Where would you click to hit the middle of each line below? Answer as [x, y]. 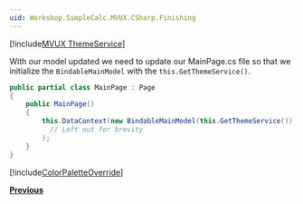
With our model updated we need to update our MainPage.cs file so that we [150, 61]
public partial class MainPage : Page [82, 87]
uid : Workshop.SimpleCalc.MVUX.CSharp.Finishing [103, 18]
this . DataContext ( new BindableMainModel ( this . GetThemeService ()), [170, 121]
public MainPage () [60, 104]
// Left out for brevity [96, 130]
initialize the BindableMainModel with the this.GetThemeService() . [130, 71]
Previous [26, 189]
